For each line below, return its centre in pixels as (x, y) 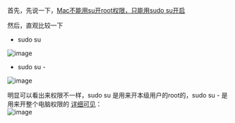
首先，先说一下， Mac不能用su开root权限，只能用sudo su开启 (96, 10)
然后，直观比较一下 (35, 25)
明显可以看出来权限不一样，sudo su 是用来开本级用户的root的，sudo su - (114, 95)
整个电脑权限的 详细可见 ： (64, 104)
